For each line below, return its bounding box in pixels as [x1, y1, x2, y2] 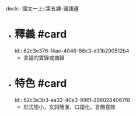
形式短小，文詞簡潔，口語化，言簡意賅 [23, 103, 116, 110]
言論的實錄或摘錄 [23, 54, 65, 61]
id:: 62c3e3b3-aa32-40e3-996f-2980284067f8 [14, 96, 130, 103]
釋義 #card [14, 28, 67, 41]
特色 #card [14, 77, 67, 90]
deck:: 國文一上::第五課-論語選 [6, 5, 79, 12]
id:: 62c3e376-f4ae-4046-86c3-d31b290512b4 [14, 47, 130, 54]
